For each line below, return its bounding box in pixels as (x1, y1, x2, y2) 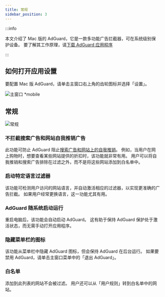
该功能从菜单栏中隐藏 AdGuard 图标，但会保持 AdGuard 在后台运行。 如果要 (5, 248, 159, 254)
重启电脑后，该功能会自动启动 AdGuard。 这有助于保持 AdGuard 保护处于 (5, 217, 154, 223)
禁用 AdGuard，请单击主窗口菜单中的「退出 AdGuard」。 (5, 255, 119, 261)
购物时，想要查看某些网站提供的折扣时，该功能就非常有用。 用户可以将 (9, 153, 153, 159)
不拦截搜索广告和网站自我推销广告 (5, 135, 86, 142)
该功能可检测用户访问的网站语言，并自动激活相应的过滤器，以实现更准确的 (5, 185, 156, 191)
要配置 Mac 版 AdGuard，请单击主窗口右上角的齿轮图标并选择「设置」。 (5, 81, 150, 87)
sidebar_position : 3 (5, 12, 48, 17)
